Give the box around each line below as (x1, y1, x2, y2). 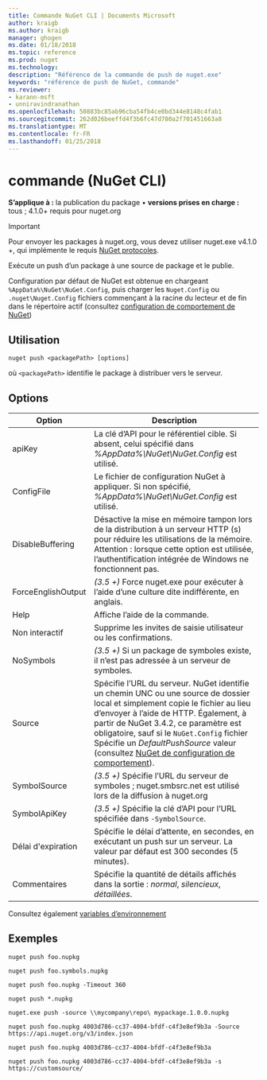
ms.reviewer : (8, 85, 52, 94)
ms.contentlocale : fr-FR (8, 130, 91, 138)
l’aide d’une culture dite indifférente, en (94, 586, 240, 597)
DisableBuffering (12, 538, 75, 550)
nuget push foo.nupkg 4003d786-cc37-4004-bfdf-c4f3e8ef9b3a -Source (8, 1023, 240, 1031)
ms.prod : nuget (8, 56, 59, 64)
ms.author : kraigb (8, 26, 69, 34)
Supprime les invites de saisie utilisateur (94, 622, 244, 633)
